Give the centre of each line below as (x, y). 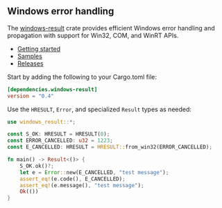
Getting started (39, 48)
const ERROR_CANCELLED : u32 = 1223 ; (60, 141)
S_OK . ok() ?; (37, 166)
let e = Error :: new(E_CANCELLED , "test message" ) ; (94, 172)
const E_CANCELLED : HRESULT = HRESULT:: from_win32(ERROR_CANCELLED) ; (110, 147)
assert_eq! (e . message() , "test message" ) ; (82, 185)
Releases (30, 63)
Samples (30, 56)
